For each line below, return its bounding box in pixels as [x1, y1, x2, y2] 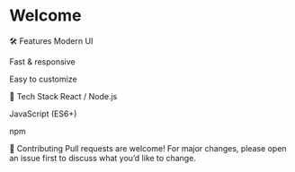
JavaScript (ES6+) [9, 108, 77, 119]
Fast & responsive [9, 56, 76, 67]
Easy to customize [9, 73, 78, 84]
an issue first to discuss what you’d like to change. [9, 152, 196, 163]
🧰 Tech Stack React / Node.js [9, 90, 118, 101]
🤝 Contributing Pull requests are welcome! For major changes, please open [9, 142, 287, 153]
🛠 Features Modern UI [9, 35, 94, 46]
